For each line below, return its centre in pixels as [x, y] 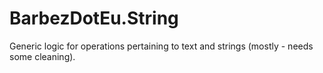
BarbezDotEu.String [94, 18]
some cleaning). [42, 56]
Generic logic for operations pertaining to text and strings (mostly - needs [161, 46]
